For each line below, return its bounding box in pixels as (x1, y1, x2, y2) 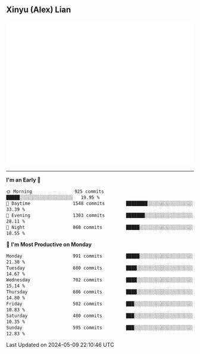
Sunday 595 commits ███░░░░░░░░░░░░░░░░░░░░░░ (6, 325, 193, 331)
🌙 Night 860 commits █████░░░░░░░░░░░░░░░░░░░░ (6, 224, 193, 230)
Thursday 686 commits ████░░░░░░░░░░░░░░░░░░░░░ (6, 289, 193, 295)
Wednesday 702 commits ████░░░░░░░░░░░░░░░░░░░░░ (6, 277, 193, 283)
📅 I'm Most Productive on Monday (6, 241, 92, 248)
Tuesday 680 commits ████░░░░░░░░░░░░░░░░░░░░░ (6, 265, 193, 271)
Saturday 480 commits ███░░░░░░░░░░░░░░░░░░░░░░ (6, 313, 193, 319)
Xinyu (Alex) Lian (6, 5, 71, 15)
